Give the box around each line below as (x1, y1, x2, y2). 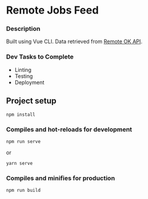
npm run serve (6, 138, 41, 145)
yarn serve (6, 160, 33, 166)
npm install (6, 112, 35, 118)
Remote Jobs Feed (6, 4, 99, 17)
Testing (14, 72, 34, 80)
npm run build (6, 187, 41, 194)
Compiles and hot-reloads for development (6, 125, 133, 133)
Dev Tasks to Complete (6, 53, 74, 61)
